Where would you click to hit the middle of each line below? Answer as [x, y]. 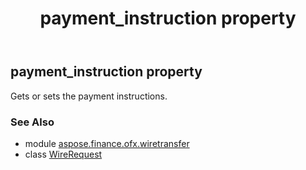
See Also [32, 122]
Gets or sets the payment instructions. [89, 96]
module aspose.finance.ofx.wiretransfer [107, 143]
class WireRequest [63, 154]
